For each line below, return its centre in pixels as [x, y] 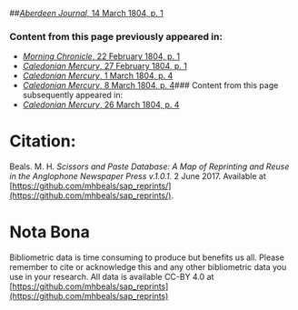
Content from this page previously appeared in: [116, 36]
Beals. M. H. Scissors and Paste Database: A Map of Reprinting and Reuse [149, 166]
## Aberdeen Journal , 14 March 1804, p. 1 [86, 13]
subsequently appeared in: [73, 95]
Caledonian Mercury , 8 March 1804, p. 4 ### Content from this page [150, 85]
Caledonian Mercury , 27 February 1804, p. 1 [105, 66]
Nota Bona [50, 232]
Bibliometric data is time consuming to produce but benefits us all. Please [147, 257]
